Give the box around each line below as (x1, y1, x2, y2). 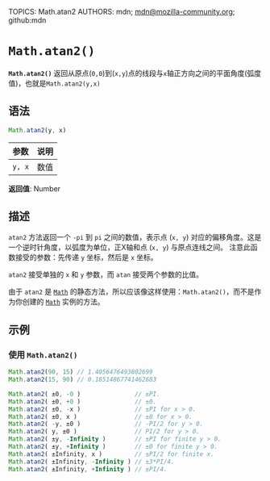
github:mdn (8, 15, 47, 25)
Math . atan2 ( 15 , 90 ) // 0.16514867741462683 (8, 375, 157, 383)
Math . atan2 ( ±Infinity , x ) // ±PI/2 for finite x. (8, 450, 215, 458)
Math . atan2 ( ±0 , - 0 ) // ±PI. (8, 390, 160, 398)
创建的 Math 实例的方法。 (22, 297, 105, 307)
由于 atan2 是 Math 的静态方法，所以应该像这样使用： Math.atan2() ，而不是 (8, 287, 255, 297)
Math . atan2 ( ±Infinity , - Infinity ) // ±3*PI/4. (8, 458, 175, 466)
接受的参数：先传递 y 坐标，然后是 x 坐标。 (15, 253, 159, 262)
